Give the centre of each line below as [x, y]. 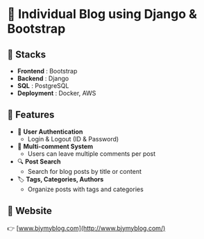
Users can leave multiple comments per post [92, 153]
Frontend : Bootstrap [47, 71]
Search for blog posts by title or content [85, 171]
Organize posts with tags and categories [85, 189]
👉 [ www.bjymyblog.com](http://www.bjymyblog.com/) [86, 228]
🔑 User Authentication [50, 132]
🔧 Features [31, 115]
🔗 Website [29, 211]
